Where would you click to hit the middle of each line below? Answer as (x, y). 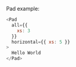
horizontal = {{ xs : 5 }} (41, 42)
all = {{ (20, 25)
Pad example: (23, 9)
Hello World (26, 53)
